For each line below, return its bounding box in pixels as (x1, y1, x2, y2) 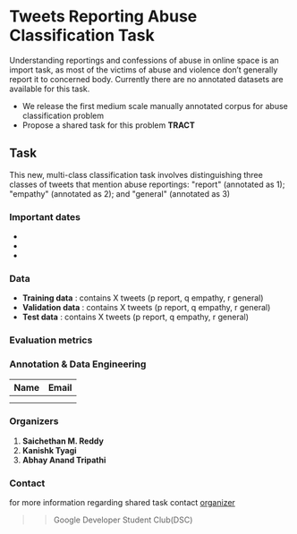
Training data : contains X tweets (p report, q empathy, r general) (21, 292, 264, 303)
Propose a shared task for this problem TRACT (21, 119, 195, 131)
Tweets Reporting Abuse (9, 6, 198, 27)
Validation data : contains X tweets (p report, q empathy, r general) (21, 302, 271, 313)
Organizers (9, 415, 59, 428)
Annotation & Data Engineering (9, 358, 147, 370)
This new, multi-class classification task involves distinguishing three (9, 169, 264, 180)
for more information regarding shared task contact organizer (9, 497, 235, 508)
